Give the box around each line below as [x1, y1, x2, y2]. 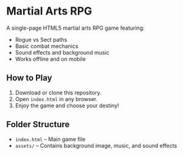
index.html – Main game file [15, 135, 86, 143]
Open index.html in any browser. [15, 95, 98, 102]
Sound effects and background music [15, 48, 109, 56]
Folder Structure [6, 119, 70, 130]
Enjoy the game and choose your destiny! [15, 102, 120, 109]
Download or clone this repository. [15, 89, 102, 96]
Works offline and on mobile [15, 55, 86, 62]
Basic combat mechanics [15, 42, 78, 50]
